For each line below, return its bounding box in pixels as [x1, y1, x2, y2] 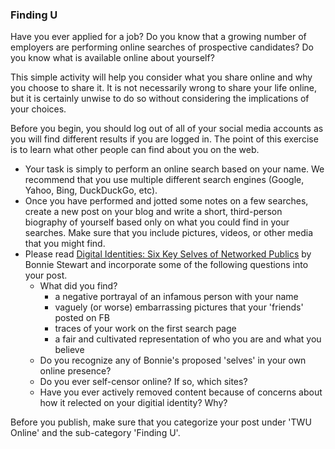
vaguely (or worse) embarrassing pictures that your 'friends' [54, 301, 304, 313]
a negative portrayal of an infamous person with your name [54, 291, 299, 303]
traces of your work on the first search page [54, 323, 237, 335]
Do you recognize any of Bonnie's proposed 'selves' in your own [39, 354, 307, 367]
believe [54, 344, 85, 356]
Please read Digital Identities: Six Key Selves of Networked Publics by [24, 248, 312, 260]
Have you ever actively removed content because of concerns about [39, 386, 323, 398]
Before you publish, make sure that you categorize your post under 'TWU [10, 416, 312, 428]
